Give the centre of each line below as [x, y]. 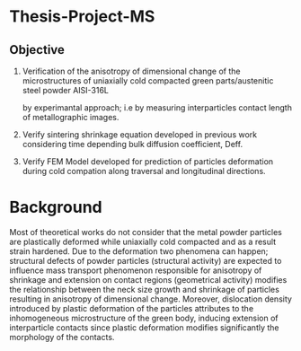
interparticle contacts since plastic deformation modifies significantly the [144, 327]
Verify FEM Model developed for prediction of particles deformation [148, 162]
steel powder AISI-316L [66, 90]
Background [56, 207]
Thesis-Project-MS [82, 17]
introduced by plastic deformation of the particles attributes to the [132, 308]
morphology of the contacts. [62, 337]
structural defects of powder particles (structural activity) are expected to [146, 260]
